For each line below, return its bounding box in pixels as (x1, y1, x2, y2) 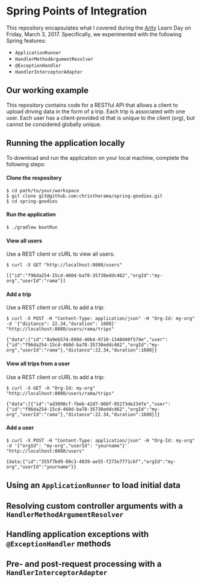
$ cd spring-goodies (6, 198, 58, 204)
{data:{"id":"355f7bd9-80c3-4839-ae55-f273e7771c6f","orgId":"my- (6, 458, 176, 465)
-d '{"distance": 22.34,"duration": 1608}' (6, 321, 117, 327)
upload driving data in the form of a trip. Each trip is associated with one (6, 107, 185, 115)
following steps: (6, 160, 46, 168)
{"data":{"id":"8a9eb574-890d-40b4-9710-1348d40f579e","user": (6, 336, 169, 343)
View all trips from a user (6, 360, 70, 367)
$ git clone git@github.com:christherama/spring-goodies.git (6, 193, 163, 199)
